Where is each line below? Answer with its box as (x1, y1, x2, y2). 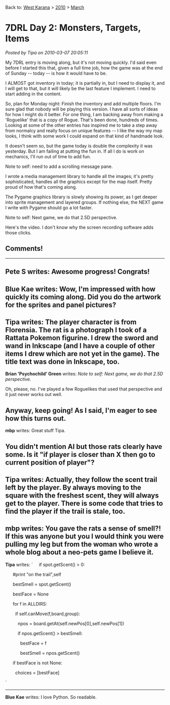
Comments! (5, 244, 43, 253)
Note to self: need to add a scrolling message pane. (5, 163, 113, 169)
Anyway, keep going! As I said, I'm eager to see (5, 406, 157, 415)
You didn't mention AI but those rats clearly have (5, 442, 162, 451)
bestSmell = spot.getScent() (12, 581, 72, 587)
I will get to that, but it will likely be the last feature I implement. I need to (5, 85, 156, 91)
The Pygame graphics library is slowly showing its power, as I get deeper (5, 194, 158, 200)
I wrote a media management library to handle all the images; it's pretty (5, 173, 154, 179)
